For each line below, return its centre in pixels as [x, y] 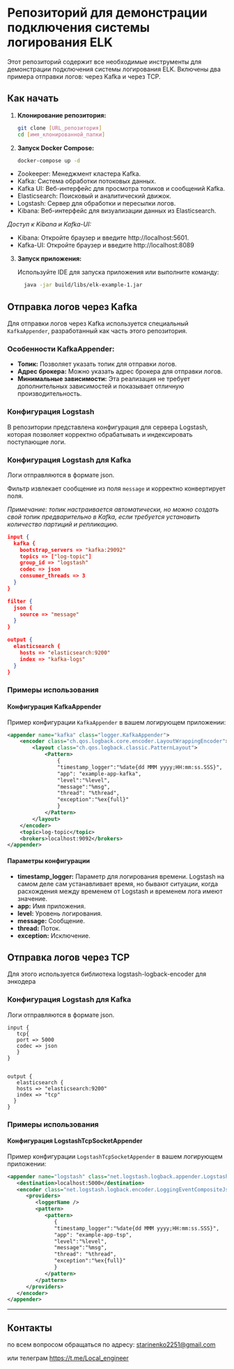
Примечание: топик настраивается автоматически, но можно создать [113, 509]
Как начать [33, 99]
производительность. [49, 394]
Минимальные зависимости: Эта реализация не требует [103, 379]
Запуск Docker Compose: [56, 148]
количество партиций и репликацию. [63, 524]
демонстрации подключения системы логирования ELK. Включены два [114, 69]
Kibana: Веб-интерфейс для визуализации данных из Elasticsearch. [117, 211]
